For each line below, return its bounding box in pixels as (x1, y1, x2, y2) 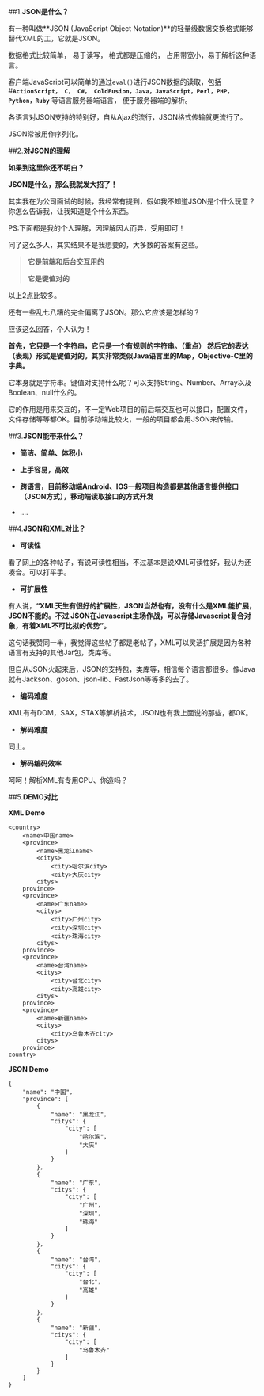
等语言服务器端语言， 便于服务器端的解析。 (51, 96, 192, 105)
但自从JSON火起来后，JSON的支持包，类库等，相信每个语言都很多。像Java (8, 665, 255, 673)
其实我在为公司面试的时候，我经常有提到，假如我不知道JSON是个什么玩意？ (8, 196, 256, 206)
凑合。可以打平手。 (8, 567, 71, 577)
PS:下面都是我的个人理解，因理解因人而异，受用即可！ (8, 223, 186, 232)
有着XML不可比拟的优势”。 (21, 621, 111, 630)
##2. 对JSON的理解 (8, 146, 71, 155)
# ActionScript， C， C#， (8, 86, 91, 95)
